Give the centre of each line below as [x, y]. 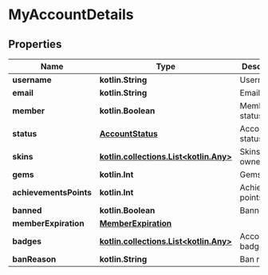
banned [27, 210]
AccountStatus [128, 134]
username [32, 80]
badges [27, 241]
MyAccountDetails [71, 15]
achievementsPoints [52, 192]
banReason [34, 259]
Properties [35, 44]
